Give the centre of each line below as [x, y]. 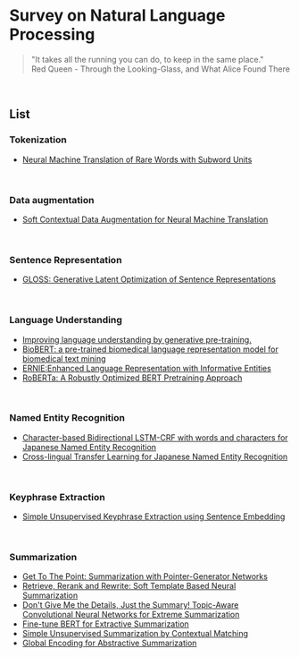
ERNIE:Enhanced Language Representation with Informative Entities [147, 368]
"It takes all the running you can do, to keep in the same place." [147, 59]
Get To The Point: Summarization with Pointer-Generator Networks [145, 576]
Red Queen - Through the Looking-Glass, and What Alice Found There [160, 69]
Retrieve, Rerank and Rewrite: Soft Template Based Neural [129, 586]
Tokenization [38, 140]
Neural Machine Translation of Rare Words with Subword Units [137, 159]
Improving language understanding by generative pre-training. [137, 339]
